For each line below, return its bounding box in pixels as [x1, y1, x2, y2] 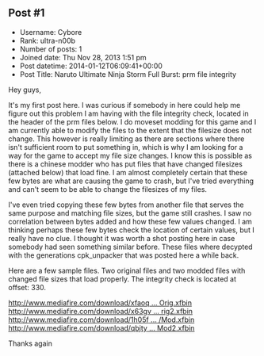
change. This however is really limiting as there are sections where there [8, 134, 245, 144]
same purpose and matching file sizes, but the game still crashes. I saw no [8, 208, 252, 217]
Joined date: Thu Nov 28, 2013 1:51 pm [19, 52, 147, 62]
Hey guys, [8, 85, 42, 94]
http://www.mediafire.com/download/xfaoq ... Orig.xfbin [8, 297, 193, 308]
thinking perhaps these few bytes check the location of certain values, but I [8, 225, 255, 235]
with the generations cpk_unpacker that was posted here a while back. [8, 250, 239, 260]
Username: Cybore [19, 27, 82, 36]
